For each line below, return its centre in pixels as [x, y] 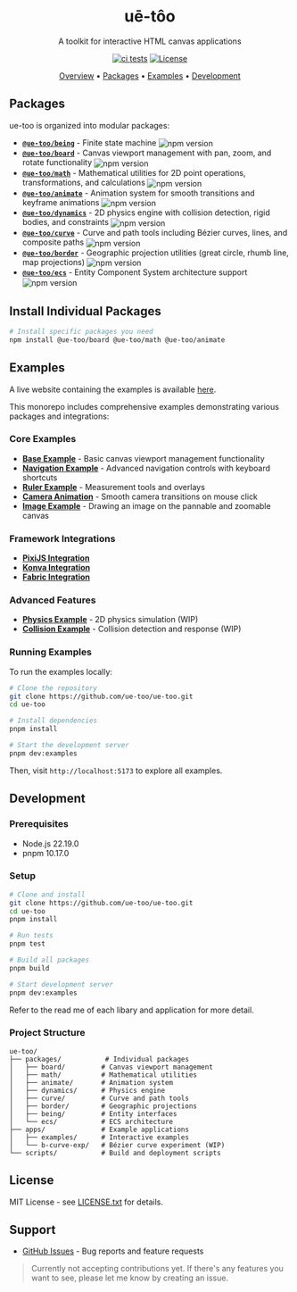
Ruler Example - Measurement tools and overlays [113, 487]
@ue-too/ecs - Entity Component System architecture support [135, 272]
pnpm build [29, 968]
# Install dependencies [54, 721]
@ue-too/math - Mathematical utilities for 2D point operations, [134, 173]
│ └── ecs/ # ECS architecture [91, 1121]
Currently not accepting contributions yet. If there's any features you [157, 1269]
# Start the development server [69, 746]
